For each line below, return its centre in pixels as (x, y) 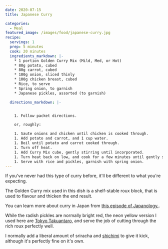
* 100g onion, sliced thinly (44, 75)
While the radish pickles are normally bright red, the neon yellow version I (81, 215)
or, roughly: (28, 125)
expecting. (16, 181)
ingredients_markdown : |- (37, 56)
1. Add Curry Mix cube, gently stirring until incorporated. (79, 152)
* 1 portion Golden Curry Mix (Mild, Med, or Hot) (68, 60)
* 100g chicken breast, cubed (46, 79)
